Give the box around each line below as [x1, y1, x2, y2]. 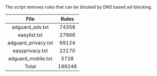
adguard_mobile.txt [8, 55, 52, 62]
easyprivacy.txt [13, 47, 48, 54]
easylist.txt [17, 31, 43, 38]
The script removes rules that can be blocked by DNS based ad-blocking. [5, 4, 152, 10]
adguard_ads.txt [12, 24, 49, 30]
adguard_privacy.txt [7, 40, 53, 46]
